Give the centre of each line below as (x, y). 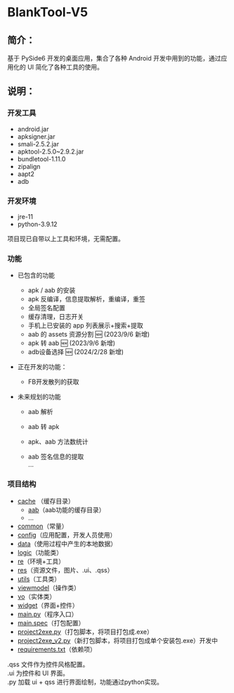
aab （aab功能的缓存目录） (66, 510)
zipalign (29, 166)
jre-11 (25, 216)
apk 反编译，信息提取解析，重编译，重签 (86, 299)
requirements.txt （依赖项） (57, 649)
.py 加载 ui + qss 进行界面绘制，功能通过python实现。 (85, 682)
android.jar (33, 129)
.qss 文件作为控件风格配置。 (48, 664)
